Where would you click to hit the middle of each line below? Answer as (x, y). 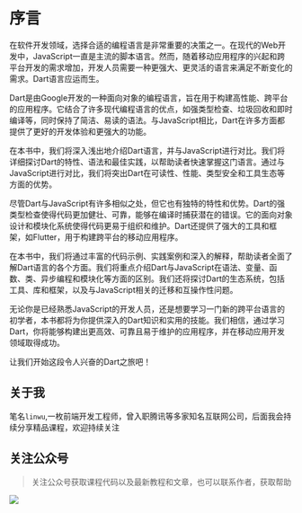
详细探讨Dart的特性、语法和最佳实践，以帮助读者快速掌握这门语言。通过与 (147, 162)
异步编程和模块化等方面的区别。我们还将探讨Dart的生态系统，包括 (163, 279)
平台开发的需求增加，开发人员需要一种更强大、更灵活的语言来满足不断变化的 (151, 67)
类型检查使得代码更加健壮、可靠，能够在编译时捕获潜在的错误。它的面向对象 (151, 214)
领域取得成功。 (37, 342)
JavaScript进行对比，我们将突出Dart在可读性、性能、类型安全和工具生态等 (147, 172)
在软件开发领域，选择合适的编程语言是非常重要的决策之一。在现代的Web (144, 45)
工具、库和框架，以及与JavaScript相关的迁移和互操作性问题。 (124, 289)
